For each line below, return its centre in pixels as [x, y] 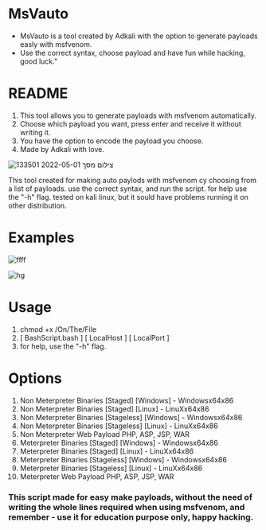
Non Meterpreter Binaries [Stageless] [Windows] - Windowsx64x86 [131, 417]
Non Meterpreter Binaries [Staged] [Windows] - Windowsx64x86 [127, 400]
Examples [41, 238]
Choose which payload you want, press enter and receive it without [130, 123]
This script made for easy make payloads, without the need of [131, 497]
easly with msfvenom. [56, 44]
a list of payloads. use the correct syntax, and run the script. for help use [128, 189]
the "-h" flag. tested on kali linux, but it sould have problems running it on [129, 197]
